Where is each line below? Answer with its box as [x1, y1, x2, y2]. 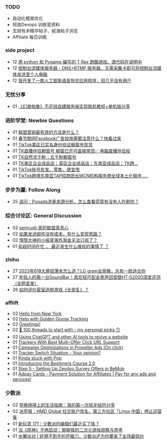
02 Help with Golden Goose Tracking [12, 316, 88, 322]
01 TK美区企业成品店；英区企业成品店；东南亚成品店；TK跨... [12, 160, 138, 166]
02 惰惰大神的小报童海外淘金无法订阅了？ [12, 237, 98, 243]
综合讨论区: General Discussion [5, 213, 82, 220]
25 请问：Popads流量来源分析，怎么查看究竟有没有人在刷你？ [12, 199, 139, 205]
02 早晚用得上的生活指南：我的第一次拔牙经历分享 [12, 402, 115, 408]
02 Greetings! [12, 321, 41, 327]
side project [5, 47, 35, 54]
